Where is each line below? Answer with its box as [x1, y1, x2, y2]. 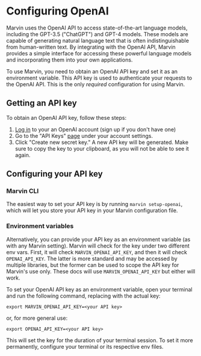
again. [14, 151, 31, 158]
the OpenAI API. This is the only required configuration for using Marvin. [6, 80, 185, 88]
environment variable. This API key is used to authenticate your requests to [6, 74, 193, 81]
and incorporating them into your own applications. [6, 56, 133, 63]
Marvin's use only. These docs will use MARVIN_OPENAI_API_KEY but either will [6, 267, 196, 275]
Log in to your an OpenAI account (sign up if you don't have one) [14, 125, 176, 133]
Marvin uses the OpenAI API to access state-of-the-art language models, [6, 24, 188, 31]
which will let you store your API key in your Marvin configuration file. [6, 207, 178, 214]
